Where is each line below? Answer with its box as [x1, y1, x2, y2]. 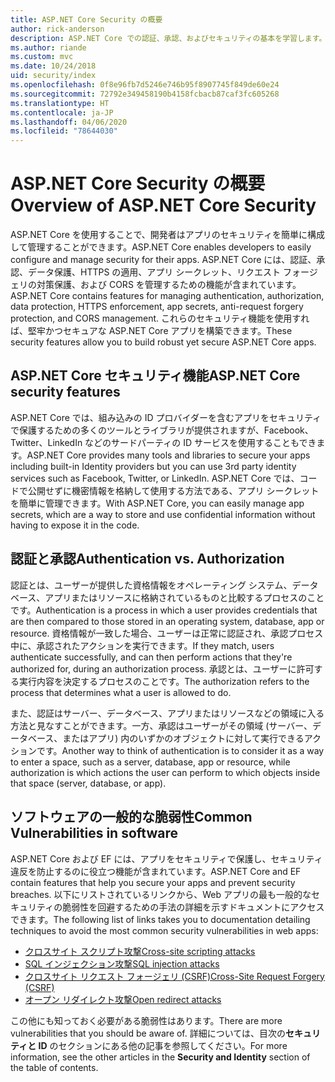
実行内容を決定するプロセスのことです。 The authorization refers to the [18, 675, 310, 687]
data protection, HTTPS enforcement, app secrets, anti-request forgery [10, 301, 304, 313]
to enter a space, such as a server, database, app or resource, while [10, 756, 291, 768]
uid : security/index [10, 71, 97, 81]
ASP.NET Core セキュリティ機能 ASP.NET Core [10, 367, 301, 385]
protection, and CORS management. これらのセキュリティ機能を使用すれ [10, 312, 310, 325]
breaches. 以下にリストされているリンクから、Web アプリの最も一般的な [10, 888, 312, 900]
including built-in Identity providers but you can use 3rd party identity [10, 460, 297, 472]
